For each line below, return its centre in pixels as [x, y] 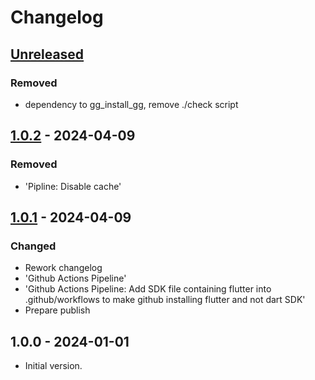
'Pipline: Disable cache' [73, 186]
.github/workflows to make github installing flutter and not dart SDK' [165, 300]
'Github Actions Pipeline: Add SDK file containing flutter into [148, 289]
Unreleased [47, 54]
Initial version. [53, 366]
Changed [33, 246]
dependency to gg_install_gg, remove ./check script [131, 104]
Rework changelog [63, 268]
